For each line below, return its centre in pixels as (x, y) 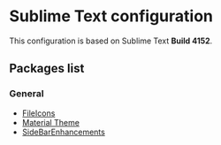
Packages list (47, 69)
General (27, 94)
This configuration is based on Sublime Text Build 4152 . (111, 41)
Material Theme (50, 122)
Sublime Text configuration (111, 16)
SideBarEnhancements (64, 132)
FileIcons (38, 113)
